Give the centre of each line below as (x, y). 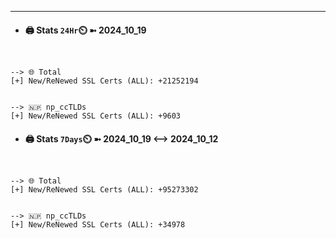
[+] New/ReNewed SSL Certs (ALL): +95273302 (104, 190)
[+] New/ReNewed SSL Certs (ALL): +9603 (96, 116)
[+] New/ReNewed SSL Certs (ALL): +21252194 (104, 81)
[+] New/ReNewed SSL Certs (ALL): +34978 (98, 225)
